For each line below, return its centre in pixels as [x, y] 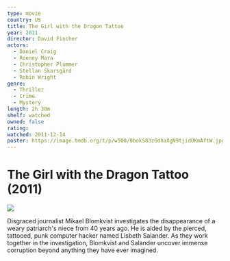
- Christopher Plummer [46, 64]
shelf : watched [29, 115]
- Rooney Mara [33, 58]
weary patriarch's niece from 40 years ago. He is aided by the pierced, [107, 228]
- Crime [24, 97]
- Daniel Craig [35, 52]
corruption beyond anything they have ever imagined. [83, 250]
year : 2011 [23, 33]
